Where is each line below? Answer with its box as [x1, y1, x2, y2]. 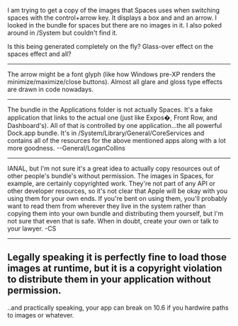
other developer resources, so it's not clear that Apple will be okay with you [7, 187, 228, 195]
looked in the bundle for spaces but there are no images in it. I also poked [7, 21, 222, 29]
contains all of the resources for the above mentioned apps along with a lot [7, 136, 227, 144]
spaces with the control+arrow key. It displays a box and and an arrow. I [7, 13, 217, 22]
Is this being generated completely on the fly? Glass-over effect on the [7, 42, 214, 50]
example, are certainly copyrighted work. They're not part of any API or [7, 180, 216, 187]
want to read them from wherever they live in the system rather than [7, 202, 206, 210]
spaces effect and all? [7, 50, 72, 58]
